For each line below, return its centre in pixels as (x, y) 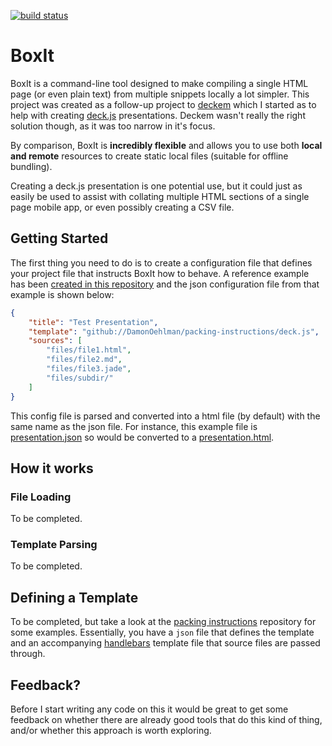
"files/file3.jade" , (89, 369)
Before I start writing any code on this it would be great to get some (149, 709)
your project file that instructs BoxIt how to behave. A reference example (160, 273)
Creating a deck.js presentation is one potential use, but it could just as (156, 186)
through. (28, 654)
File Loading (41, 497)
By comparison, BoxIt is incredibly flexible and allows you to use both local (166, 145)
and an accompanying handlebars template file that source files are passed (165, 643)
